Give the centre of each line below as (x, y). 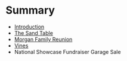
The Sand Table (33, 33)
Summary (30, 10)
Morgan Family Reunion (43, 39)
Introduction (29, 27)
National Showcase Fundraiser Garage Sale (67, 52)
